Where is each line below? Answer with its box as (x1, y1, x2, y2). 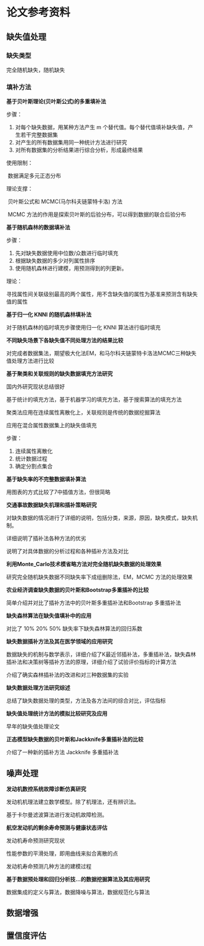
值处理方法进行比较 (6, 357, 55, 365)
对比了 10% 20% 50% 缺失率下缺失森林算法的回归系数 (6, 625, 143, 632)
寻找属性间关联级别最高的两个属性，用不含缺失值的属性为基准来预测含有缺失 (6, 291, 198, 298)
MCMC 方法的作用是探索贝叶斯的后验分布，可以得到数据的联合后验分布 (7, 211, 186, 218)
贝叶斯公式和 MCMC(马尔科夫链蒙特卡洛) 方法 (7, 198, 123, 205)
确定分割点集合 (15, 462, 53, 470)
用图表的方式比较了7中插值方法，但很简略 (6, 488, 110, 496)
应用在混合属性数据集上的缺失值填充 (6, 422, 97, 429)
